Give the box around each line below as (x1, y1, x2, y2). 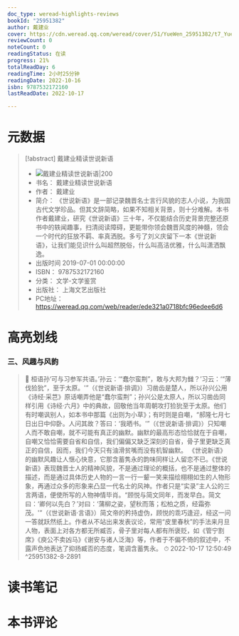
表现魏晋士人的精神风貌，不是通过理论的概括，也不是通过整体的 (43, 463, 231, 472)
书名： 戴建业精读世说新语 (35, 178, 112, 187)
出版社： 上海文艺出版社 (35, 286, 107, 294)
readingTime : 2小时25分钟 (7, 70, 80, 77)
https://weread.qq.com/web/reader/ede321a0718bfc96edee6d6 (35, 303, 223, 311)
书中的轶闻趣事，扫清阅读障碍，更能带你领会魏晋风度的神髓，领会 (35, 223, 229, 232)
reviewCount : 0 (7, 37, 53, 44)
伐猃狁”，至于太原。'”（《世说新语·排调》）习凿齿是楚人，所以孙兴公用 (24, 383, 228, 392)
